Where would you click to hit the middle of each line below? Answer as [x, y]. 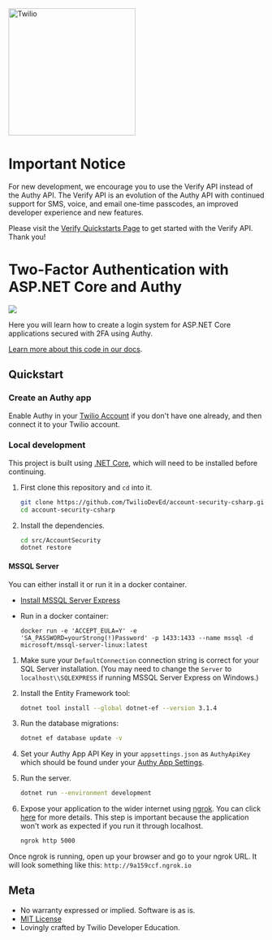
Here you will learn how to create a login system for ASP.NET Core [120, 324]
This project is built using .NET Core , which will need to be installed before [133, 463]
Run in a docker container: [64, 616]
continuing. [27, 472]
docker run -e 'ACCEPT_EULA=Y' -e [78, 631]
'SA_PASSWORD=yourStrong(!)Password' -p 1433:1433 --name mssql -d [136, 638]
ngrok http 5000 [47, 841]
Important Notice [67, 164]
